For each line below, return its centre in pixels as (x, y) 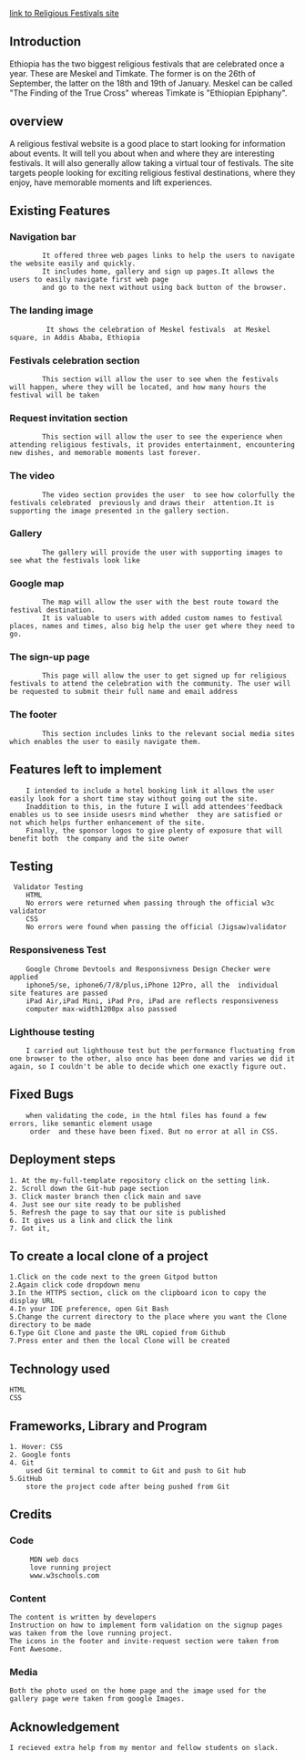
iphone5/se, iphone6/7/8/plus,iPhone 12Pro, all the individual (152, 985)
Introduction (46, 41)
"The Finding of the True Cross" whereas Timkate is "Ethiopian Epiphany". (148, 93)
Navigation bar (43, 236)
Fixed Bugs (42, 1095)
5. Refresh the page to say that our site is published (117, 1212)
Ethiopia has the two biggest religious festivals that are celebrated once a (147, 64)
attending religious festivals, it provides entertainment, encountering (152, 445)
